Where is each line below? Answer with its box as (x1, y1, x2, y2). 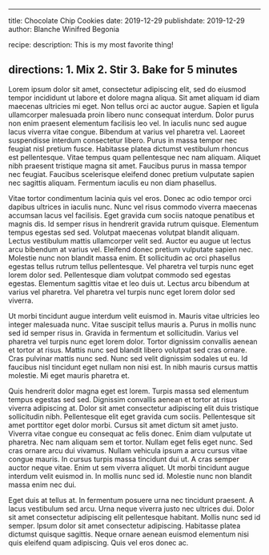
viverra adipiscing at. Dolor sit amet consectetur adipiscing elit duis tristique (8, 403, 259, 412)
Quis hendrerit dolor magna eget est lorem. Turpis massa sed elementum (8, 386, 250, 396)
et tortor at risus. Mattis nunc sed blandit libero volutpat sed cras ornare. (8, 345, 248, 355)
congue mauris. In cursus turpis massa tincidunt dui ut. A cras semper (8, 454, 240, 464)
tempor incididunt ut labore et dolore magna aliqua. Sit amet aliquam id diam (8, 93, 260, 103)
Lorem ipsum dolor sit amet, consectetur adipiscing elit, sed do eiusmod (8, 84, 247, 94)
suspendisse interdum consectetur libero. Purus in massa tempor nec (8, 135, 238, 145)
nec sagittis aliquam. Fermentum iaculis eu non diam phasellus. (8, 178, 217, 187)
